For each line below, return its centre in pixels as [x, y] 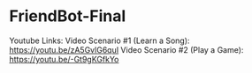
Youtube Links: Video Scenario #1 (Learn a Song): [99, 40]
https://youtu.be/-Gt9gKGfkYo [64, 59]
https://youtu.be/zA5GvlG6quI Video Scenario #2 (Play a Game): [126, 49]
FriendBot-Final [68, 16]
